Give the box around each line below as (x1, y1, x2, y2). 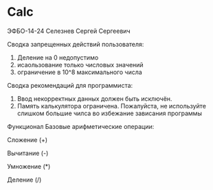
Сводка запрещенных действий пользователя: (7, 40, 144, 48)
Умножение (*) (7, 162, 51, 170)
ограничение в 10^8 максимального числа (16, 68, 142, 76)
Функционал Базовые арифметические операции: (7, 122, 155, 130)
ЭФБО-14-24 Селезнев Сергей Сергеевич (7, 27, 131, 35)
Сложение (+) (7, 135, 48, 144)
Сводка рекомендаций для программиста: (7, 81, 133, 89)
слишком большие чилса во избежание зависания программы (16, 109, 203, 117)
